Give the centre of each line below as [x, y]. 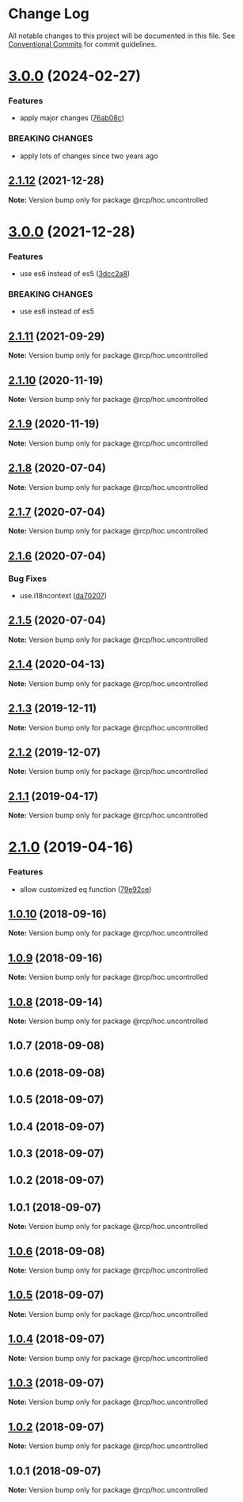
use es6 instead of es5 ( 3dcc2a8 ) [75, 274]
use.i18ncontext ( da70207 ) [63, 596]
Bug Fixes [28, 578]
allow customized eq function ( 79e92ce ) [85, 889]
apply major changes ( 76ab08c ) [72, 118]
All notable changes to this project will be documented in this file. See [122, 36]
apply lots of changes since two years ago [89, 156]
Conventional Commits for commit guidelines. [82, 44]
